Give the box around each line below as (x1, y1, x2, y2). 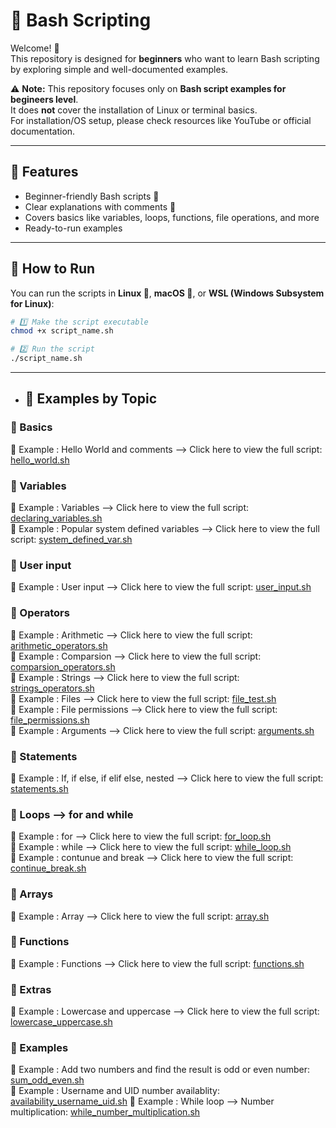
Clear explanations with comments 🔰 (24, 200, 177, 213)
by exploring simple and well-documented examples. (10, 63, 229, 75)
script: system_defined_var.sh (10, 534, 133, 546)
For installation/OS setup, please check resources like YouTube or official (10, 114, 312, 126)
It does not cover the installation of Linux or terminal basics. (10, 104, 258, 116)
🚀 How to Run (10, 260, 96, 278)
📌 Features (10, 164, 79, 181)
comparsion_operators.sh (10, 660, 116, 673)
